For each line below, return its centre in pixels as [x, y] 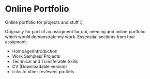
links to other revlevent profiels [43, 71]
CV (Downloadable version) [39, 66]
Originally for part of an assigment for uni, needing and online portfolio [75, 31]
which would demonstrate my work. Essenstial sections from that [70, 37]
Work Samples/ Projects [36, 56]
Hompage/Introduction [35, 51]
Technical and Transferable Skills [45, 61]
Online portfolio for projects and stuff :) [44, 22]
